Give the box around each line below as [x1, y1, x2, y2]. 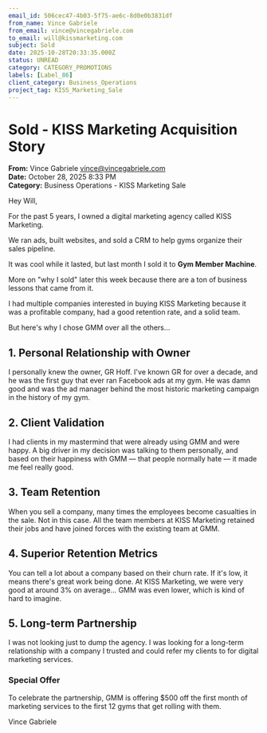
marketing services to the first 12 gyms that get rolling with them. [8, 701, 222, 711]
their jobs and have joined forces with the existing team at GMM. [8, 524, 220, 533]
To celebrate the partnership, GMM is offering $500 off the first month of [8, 692, 249, 703]
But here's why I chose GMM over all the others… [8, 323, 171, 332]
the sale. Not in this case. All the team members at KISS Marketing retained [8, 515, 255, 525]
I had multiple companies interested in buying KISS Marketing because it [8, 299, 247, 308]
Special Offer [8, 675, 61, 686]
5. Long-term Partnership [8, 616, 137, 630]
